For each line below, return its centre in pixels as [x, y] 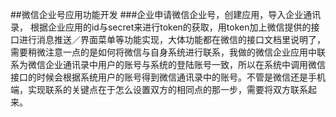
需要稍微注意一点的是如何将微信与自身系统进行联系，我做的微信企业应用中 [163, 52]
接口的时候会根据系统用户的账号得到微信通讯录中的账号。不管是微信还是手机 [168, 77]
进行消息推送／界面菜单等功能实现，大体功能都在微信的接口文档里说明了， [172, 39]
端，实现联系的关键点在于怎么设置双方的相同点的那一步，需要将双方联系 [159, 89]
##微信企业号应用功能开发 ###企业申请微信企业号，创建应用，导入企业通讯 [166, 14]
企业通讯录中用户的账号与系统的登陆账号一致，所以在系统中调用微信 [185, 64]
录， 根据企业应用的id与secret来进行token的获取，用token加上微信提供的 [161, 27]
